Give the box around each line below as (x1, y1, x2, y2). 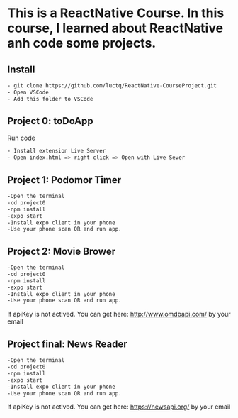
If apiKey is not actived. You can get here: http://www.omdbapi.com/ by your (7, 310, 232, 319)
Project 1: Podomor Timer (7, 174, 122, 186)
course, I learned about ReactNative (7, 20, 224, 36)
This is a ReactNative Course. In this (7, 5, 225, 21)
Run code (7, 133, 35, 143)
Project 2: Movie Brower (7, 245, 115, 257)
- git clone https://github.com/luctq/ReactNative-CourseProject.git (7, 82, 217, 89)
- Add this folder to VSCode (7, 95, 93, 102)
